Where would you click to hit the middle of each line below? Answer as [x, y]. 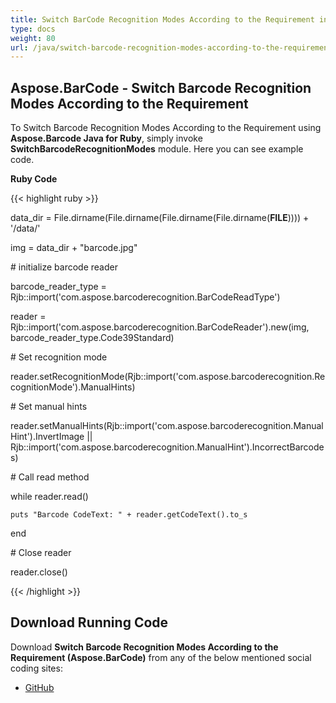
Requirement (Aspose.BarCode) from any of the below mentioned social [161, 657]
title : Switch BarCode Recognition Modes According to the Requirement [162, 19]
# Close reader [41, 553]
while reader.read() [49, 497]
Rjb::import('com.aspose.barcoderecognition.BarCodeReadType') [145, 297]
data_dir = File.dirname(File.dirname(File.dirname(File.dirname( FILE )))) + [160, 218]
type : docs [33, 29]
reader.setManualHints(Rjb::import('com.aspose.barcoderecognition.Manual [167, 426]
